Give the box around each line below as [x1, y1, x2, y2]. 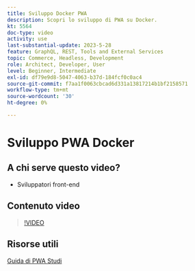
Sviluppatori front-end [16, 180, 80, 189]
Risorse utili [7, 238, 59, 250]
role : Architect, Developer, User [7, 61, 106, 68]
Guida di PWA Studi [7, 257, 62, 265]
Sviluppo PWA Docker [7, 135, 135, 151]
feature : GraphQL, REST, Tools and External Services [7, 49, 164, 56]
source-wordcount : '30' [7, 93, 75, 100]
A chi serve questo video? [7, 162, 121, 174]
